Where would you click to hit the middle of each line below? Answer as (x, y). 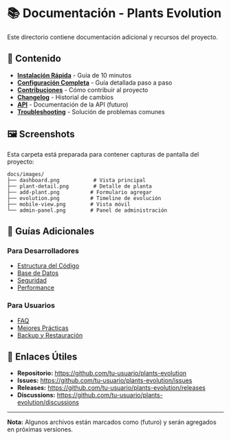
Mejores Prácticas (43, 328)
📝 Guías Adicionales (51, 231)
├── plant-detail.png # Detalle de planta (80, 186)
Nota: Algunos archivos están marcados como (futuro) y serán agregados (112, 422)
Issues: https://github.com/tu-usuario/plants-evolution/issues (104, 381)
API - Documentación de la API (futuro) (73, 104)
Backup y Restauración (50, 335)
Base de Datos (38, 273)
